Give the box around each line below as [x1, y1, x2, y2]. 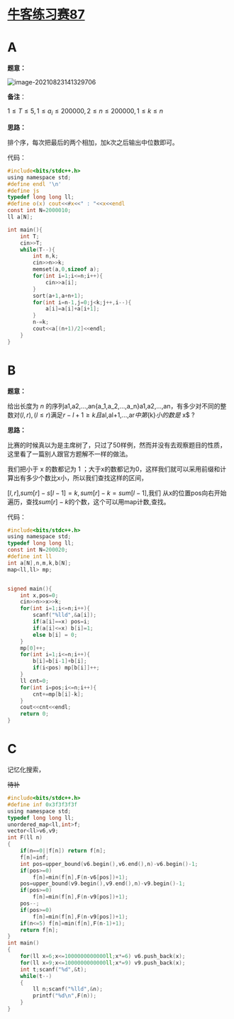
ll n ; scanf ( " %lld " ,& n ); [33, 986, 103, 993]
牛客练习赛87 [7, 6, 85, 23]
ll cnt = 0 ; [20, 677, 50, 684]
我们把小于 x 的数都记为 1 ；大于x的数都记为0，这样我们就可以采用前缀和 [7, 464, 221, 473]
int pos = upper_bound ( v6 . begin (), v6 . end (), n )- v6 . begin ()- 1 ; [20, 860, 199, 867]
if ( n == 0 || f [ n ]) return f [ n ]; [20, 847, 106, 854]
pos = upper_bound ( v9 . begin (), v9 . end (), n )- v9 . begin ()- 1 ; [20, 880, 186, 887]
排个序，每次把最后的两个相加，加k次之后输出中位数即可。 [7, 138, 179, 146]
